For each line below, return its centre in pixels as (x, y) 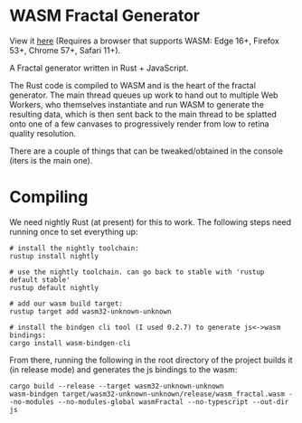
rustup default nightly (54, 287)
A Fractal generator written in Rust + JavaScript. (99, 68)
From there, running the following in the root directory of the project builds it (151, 360)
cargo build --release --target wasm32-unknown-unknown (117, 386)
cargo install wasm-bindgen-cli (70, 343)
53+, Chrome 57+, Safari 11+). (65, 50)
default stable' (40, 280)
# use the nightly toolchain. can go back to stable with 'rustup (137, 272)
